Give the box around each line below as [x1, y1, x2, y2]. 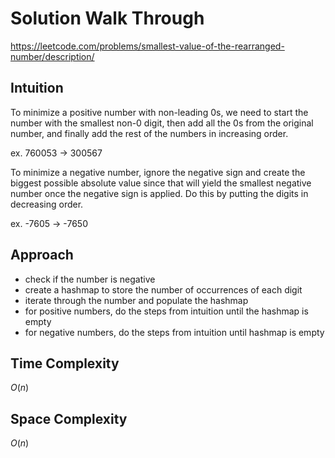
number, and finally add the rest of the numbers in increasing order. [10, 127, 289, 139]
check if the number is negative [24, 273, 156, 285]
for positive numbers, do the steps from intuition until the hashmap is [24, 305, 309, 317]
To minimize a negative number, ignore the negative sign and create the [10, 166, 306, 178]
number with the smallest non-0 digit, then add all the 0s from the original [10, 117, 314, 129]
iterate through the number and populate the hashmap [24, 294, 249, 306]
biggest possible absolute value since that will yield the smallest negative [10, 177, 312, 189]
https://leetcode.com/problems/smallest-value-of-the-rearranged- [10, 40, 285, 52]
